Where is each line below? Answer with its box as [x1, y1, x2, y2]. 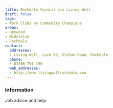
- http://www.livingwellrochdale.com [9, 71, 87, 75]
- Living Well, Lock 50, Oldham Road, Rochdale [9, 52, 109, 57]
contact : [5, 43, 23, 48]
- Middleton [5, 35, 29, 39]
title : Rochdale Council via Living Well [5, 7, 91, 12]
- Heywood [5, 30, 25, 35]
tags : [5, 16, 16, 21]
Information [5, 86, 34, 93]
